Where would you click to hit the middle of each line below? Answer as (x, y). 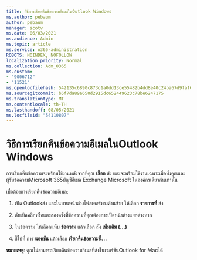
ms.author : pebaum (28, 17)
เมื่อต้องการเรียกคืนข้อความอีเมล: (37, 192)
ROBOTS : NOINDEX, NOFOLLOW (39, 55)
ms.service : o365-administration (47, 50)
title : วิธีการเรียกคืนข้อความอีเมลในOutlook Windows (59, 11)
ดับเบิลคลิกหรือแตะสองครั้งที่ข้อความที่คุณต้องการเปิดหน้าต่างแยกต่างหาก (83, 215)
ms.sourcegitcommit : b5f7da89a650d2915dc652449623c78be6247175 (85, 93)
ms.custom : (19, 72)
